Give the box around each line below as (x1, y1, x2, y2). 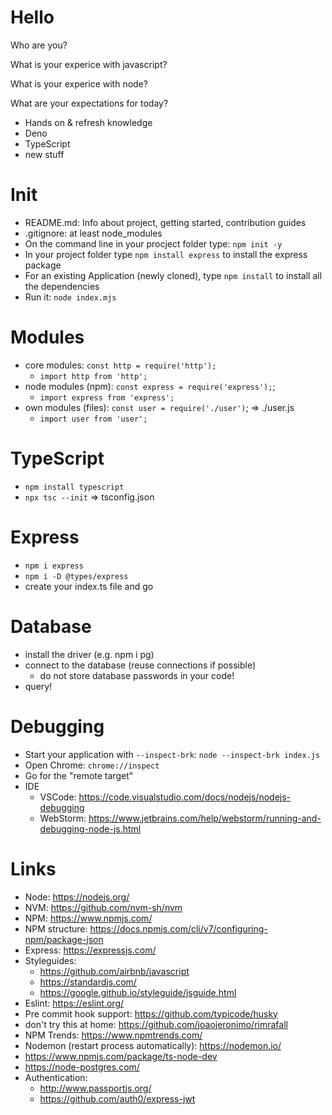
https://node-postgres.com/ (24, 1061, 140, 1073)
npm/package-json (24, 933, 104, 945)
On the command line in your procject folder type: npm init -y (24, 237, 283, 250)
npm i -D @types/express (24, 571, 129, 581)
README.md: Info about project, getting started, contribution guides (24, 216, 307, 228)
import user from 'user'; (39, 414, 148, 424)
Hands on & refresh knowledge (24, 116, 153, 128)
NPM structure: (24, 922, 88, 935)
